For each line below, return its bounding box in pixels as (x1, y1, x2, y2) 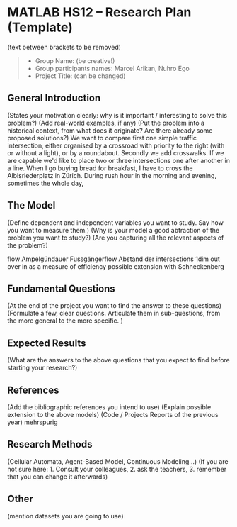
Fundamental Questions (7, 282, 115, 294)
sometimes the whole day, (7, 179, 84, 187)
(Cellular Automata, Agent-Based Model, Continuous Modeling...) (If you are (7, 457, 229, 465)
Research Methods (7, 438, 93, 450)
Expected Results (7, 337, 86, 349)
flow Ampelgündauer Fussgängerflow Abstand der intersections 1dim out (7, 255, 221, 263)
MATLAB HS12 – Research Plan (7, 4, 192, 21)
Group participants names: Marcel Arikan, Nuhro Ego (35, 64, 190, 72)
